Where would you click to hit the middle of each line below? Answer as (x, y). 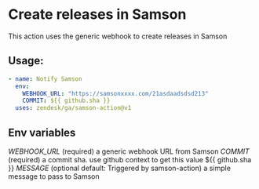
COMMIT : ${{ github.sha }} (66, 101)
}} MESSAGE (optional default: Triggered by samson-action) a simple (120, 168)
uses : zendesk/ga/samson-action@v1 (73, 108)
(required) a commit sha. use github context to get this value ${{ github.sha (130, 159)
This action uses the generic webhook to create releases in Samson (118, 36)
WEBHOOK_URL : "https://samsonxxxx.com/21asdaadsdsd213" (116, 93)
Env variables (42, 132)
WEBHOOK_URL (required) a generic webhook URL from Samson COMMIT (129, 151)
